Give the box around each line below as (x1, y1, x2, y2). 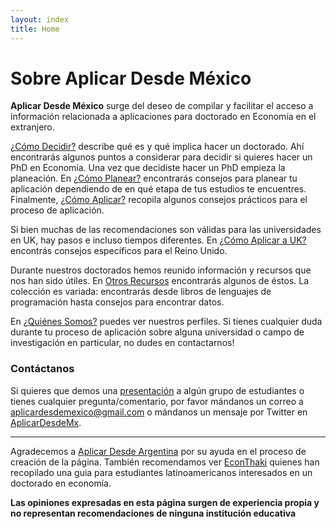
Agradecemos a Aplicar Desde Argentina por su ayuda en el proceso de (10, 445, 307, 457)
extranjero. (10, 121, 55, 133)
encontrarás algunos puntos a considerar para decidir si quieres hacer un (10, 151, 313, 163)
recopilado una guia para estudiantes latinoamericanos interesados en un (10, 466, 313, 478)
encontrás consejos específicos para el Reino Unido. (10, 245, 228, 257)
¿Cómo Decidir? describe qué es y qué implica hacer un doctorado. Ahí (10, 141, 305, 153)
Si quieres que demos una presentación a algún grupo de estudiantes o (10, 384, 305, 396)
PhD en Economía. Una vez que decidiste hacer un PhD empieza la (10, 162, 286, 174)
